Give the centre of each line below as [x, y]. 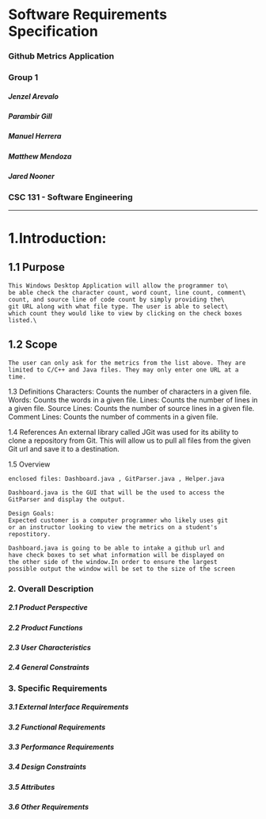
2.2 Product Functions [46, 627]
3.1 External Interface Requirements [68, 707]
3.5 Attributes [32, 787]
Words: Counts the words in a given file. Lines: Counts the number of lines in [133, 400]
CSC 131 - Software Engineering [70, 197]
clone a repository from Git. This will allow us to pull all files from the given [129, 440]
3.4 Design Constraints [47, 767]
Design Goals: [32, 513]
